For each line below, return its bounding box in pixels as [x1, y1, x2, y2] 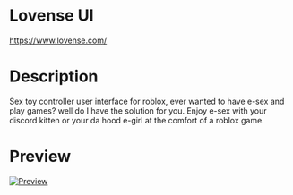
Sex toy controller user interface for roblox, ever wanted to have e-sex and [9, 96, 285, 106]
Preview [9, 147, 72, 166]
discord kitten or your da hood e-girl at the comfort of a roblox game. [9, 114, 264, 125]
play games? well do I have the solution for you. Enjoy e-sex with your [9, 105, 267, 116]
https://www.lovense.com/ [9, 35, 108, 46]
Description [9, 66, 99, 87]
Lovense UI [9, 5, 94, 26]
